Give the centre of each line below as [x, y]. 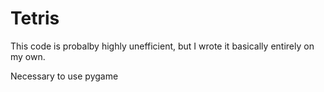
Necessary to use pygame [64, 76]
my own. [28, 56]
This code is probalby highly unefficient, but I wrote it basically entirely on [162, 46]
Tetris [35, 18]
